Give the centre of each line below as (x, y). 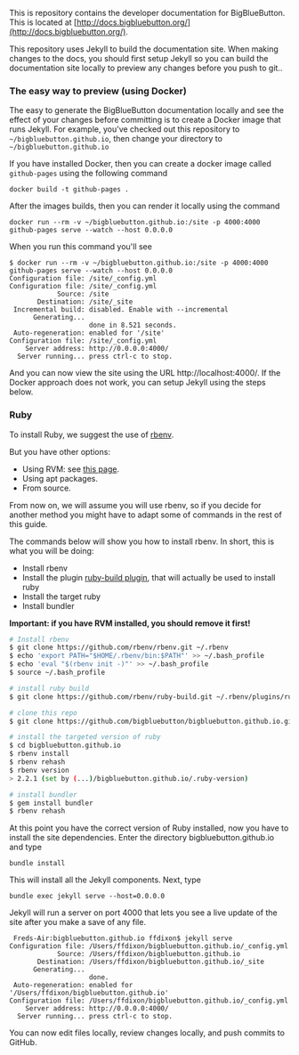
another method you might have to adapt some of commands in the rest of (145, 515)
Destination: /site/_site (85, 302)
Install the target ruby (61, 596)
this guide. (28, 523)
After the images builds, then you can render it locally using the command (145, 206)
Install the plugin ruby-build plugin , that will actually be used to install (149, 577)
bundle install (37, 864)
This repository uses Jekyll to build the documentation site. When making (144, 49)
